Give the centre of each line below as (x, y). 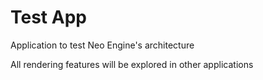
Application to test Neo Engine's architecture (102, 45)
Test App (48, 17)
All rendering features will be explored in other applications (132, 64)
